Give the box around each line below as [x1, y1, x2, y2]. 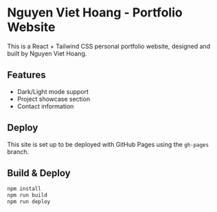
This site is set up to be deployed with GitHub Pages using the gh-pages [7, 140, 209, 148]
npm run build [7, 192, 48, 199]
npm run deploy [7, 198, 51, 205]
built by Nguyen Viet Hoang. [7, 49, 87, 58]
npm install [7, 185, 41, 193]
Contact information [16, 102, 74, 110]
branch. [7, 148, 30, 156]
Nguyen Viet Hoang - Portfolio [7, 5, 183, 21]
